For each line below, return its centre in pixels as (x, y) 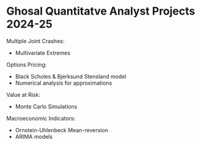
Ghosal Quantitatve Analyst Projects (101, 11)
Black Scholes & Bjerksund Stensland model (71, 76)
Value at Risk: (24, 94)
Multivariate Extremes (43, 52)
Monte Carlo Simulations (46, 106)
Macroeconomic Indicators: (41, 118)
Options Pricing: (27, 65)
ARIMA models (34, 136)
